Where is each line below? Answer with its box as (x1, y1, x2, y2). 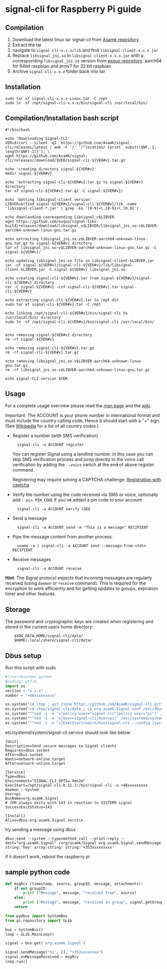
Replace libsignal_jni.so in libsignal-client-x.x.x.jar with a (12, 52, 144, 58)
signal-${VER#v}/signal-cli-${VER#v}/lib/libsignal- (23, 262, 135, 267)
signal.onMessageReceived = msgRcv (5, 955, 79, 960)
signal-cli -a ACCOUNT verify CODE (17, 506, 91, 512)
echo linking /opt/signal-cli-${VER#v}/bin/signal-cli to (5, 310, 128, 315)
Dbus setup (5, 651, 42, 660)
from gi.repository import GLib (5, 918, 72, 923)
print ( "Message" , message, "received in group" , (23, 900, 128, 905)
